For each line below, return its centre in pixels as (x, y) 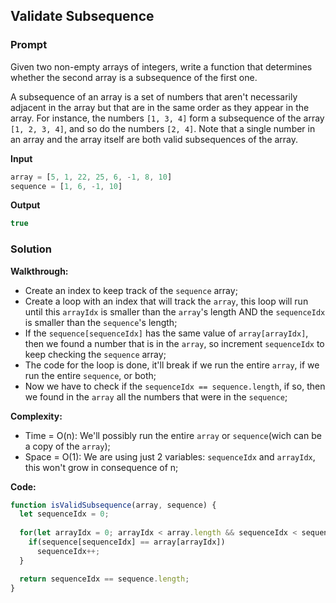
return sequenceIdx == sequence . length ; (104, 579)
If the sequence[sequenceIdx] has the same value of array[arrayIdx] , (166, 333)
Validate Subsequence (82, 16)
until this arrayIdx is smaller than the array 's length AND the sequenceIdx (175, 311)
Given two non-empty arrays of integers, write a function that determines (161, 66)
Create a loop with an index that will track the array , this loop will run (166, 301)
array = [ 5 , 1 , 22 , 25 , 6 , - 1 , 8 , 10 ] (91, 177)
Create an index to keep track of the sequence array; (131, 290)
